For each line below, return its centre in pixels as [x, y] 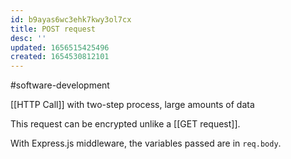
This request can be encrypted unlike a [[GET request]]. [125, 124]
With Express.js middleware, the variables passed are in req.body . [146, 143]
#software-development [60, 85]
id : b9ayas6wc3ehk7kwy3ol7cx [71, 19]
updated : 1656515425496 [60, 47]
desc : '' [28, 38]
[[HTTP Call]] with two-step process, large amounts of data [132, 105]
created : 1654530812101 [60, 57]
